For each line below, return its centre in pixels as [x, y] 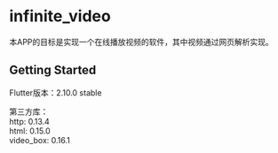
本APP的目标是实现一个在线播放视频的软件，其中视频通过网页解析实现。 [141, 42]
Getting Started [53, 70]
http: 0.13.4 [30, 121]
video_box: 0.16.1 [40, 140]
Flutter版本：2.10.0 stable [56, 92]
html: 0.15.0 [30, 131]
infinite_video [60, 16]
